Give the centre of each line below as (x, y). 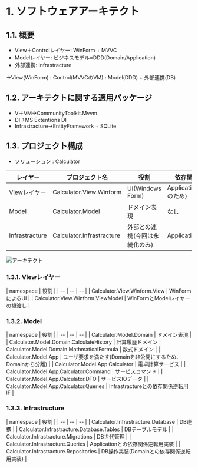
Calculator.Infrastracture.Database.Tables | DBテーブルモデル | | (96, 429)
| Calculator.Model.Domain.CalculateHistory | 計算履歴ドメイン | (83, 342)
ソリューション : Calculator (47, 161)
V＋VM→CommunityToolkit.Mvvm (56, 113)
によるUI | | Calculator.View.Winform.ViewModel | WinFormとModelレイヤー (98, 298)
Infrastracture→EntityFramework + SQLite (65, 126)
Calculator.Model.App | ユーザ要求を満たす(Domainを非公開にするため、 (94, 357)
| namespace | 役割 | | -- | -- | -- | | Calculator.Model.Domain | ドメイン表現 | (99, 335)
